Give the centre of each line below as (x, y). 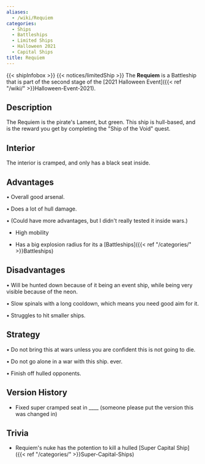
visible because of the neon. (42, 292)
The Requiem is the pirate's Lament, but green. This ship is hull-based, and (101, 122)
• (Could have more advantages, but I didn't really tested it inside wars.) (97, 221)
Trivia (17, 433)
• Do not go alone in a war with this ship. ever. (65, 361)
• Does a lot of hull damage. (42, 209)
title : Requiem (26, 58)
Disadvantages (36, 270)
